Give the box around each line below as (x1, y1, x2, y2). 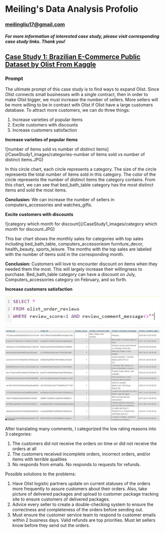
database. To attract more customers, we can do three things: (5, 107, 130, 113)
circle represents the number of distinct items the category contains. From (5, 177, 156, 183)
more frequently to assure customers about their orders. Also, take (12, 486, 147, 492)
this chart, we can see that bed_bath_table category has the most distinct (5, 182, 154, 188)
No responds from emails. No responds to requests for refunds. (12, 461, 141, 467)
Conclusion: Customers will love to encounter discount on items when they (5, 261, 158, 267)
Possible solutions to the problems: (5, 471, 76, 477)
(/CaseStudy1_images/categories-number (5, 152, 90, 157)
